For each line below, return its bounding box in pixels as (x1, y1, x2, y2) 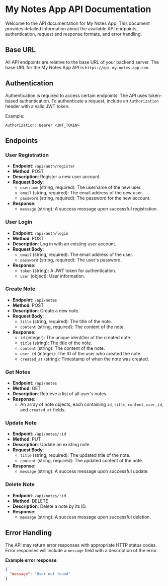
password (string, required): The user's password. (20, 256, 122, 263)
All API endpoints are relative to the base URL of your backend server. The (5, 59, 159, 65)
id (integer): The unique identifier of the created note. (20, 334, 132, 340)
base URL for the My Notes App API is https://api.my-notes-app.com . (5, 64, 150, 70)
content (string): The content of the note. (20, 345, 105, 351)
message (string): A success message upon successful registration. (20, 206, 158, 212)
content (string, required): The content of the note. (20, 324, 125, 330)
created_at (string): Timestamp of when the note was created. (20, 356, 149, 362)
